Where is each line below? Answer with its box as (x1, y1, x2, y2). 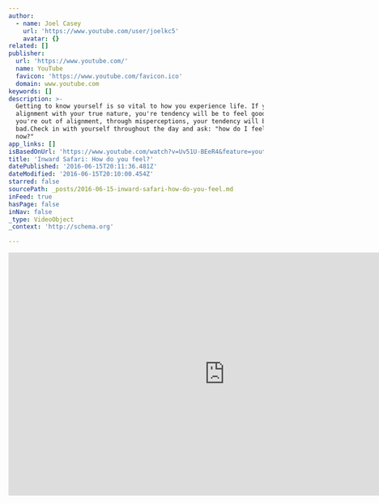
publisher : (8, 49, 45, 58)
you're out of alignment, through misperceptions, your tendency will (15, 117, 259, 126)
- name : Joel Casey (15, 19, 82, 28)
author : (8, 11, 35, 20)
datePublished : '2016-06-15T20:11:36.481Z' (8, 163, 158, 171)
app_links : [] (8, 139, 57, 148)
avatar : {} (23, 34, 60, 43)
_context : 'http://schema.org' (8, 223, 114, 231)
